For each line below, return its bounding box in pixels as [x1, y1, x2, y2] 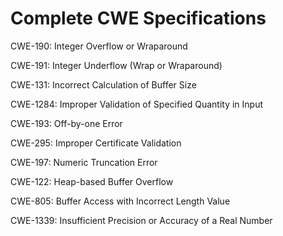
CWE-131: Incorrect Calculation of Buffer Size [10, 78, 197, 91]
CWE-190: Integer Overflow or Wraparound [10, 40, 188, 52]
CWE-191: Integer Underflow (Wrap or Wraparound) [10, 59, 223, 71]
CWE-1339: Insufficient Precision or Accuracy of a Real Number [10, 214, 273, 226]
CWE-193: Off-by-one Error [10, 117, 123, 129]
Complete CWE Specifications [10, 7, 267, 30]
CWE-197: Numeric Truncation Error [10, 156, 158, 168]
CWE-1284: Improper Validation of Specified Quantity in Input [10, 98, 264, 110]
